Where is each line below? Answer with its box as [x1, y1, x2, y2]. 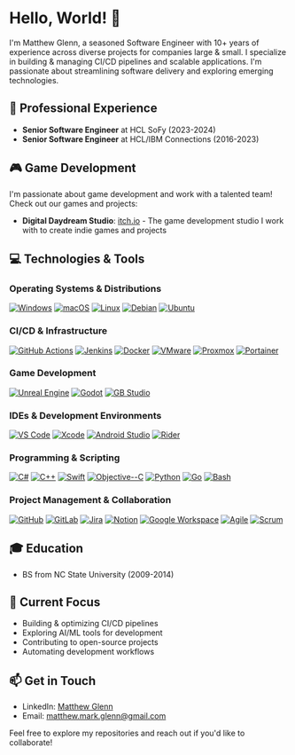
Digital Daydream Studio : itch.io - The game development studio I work [21, 215, 284, 225]
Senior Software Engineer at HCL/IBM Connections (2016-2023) [21, 133, 260, 145]
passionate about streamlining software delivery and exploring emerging [9, 66, 274, 76]
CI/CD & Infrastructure [9, 325, 108, 337]
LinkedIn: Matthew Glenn [21, 701, 113, 712]
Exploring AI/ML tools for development [21, 627, 163, 638]
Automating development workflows [21, 647, 155, 657]
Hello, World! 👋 [9, 8, 121, 28]
